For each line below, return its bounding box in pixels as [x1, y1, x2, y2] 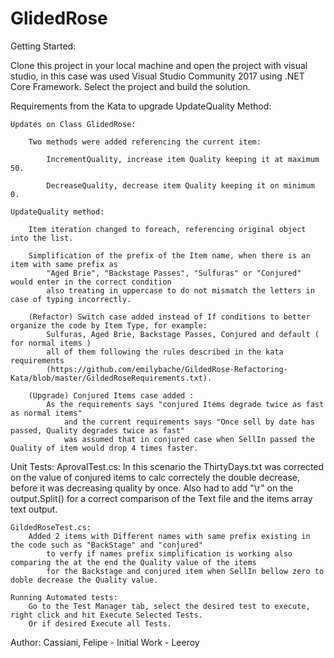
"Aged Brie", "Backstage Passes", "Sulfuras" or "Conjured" [46, 268, 302, 278]
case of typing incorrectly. [10, 294, 132, 304]
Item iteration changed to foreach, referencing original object [28, 224, 307, 234]
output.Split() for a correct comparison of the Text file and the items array [10, 492, 313, 504]
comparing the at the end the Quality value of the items [10, 557, 257, 567]
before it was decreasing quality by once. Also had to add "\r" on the [10, 482, 294, 494]
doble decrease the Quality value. [10, 575, 159, 585]
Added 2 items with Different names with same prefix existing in [28, 531, 311, 541]
